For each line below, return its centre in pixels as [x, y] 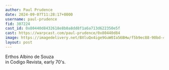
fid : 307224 [18, 24]
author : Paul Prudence [29, 10]
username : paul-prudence [31, 19]
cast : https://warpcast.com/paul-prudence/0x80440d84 [63, 33]
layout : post [19, 42]
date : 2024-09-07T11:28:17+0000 [39, 14]
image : [12, 38]
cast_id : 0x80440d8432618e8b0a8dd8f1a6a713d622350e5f [63, 28]
